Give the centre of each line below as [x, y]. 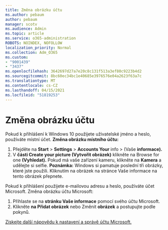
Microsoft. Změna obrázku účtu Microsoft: [49, 191]
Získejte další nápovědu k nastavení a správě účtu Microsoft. [69, 222]
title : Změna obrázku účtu [34, 10]
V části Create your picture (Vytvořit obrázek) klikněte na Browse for [86, 155]
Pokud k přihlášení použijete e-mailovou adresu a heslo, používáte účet [80, 186]
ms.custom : [17, 57]
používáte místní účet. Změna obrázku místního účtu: [62, 140]
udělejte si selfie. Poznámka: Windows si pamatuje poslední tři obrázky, [88, 166]
